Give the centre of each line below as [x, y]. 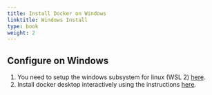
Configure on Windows [58, 60]
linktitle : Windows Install [48, 20]
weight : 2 [21, 33]
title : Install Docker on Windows [57, 13]
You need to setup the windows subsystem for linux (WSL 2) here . [111, 77]
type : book [23, 26]
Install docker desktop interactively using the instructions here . [107, 85]
